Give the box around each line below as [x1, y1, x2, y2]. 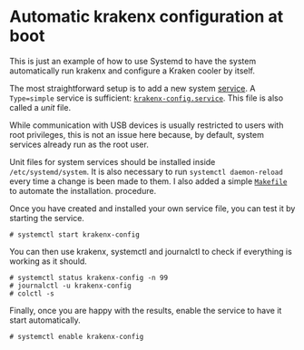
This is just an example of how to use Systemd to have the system [9, 55, 257, 66]
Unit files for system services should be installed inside [9, 156, 216, 167]
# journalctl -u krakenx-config [9, 281, 132, 290]
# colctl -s [9, 288, 54, 298]
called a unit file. [9, 102, 71, 112]
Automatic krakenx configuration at [9, 6, 284, 27]
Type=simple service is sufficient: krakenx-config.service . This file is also [9, 92, 284, 103]
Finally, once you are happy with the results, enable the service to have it [9, 305, 282, 316]
